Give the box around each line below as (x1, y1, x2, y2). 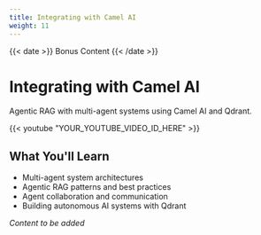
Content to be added (9, 218, 85, 229)
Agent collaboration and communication (21, 192, 168, 202)
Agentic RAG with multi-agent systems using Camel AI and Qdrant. (9, 106, 252, 116)
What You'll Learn (9, 148, 110, 164)
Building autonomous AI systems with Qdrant (21, 200, 187, 211)
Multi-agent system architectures (21, 172, 144, 183)
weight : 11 (9, 21, 50, 30)
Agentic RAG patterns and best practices (21, 182, 172, 192)
